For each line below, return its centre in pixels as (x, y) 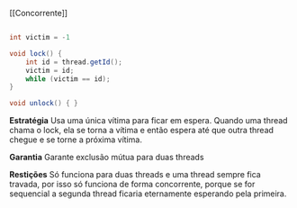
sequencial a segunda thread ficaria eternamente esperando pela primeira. (148, 194)
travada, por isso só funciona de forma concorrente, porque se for (132, 185)
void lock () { (36, 53)
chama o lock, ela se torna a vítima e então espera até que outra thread (142, 131)
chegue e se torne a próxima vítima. (76, 140)
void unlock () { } (44, 104)
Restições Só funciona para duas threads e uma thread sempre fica (135, 175)
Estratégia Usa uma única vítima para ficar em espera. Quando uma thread (148, 121)
